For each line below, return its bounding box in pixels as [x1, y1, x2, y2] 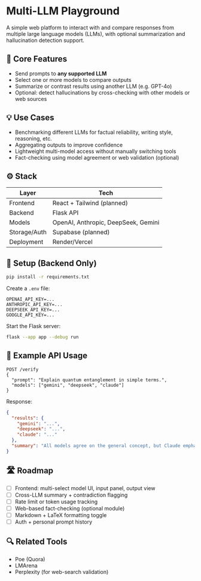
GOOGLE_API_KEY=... [6, 312, 55, 318]
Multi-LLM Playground [6, 4, 120, 18]
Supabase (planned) [52, 228, 110, 237]
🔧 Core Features [6, 54, 68, 64]
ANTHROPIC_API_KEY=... [6, 302, 63, 308]
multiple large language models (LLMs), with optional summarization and [6, 30, 185, 37]
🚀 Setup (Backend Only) [6, 258, 97, 268]
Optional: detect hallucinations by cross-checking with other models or [14, 88, 190, 96]
